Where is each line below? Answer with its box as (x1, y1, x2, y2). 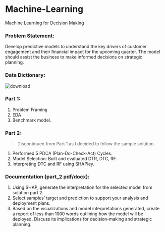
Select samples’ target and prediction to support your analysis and (12, 195, 148, 201)
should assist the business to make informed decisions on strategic (5, 54, 143, 60)
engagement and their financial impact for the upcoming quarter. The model (5, 49, 160, 55)
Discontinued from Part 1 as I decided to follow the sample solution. (17, 141, 155, 147)
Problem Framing (12, 107, 48, 113)
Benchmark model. (12, 117, 51, 123)
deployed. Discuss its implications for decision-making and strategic (12, 216, 152, 222)
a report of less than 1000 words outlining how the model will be (12, 211, 144, 217)
